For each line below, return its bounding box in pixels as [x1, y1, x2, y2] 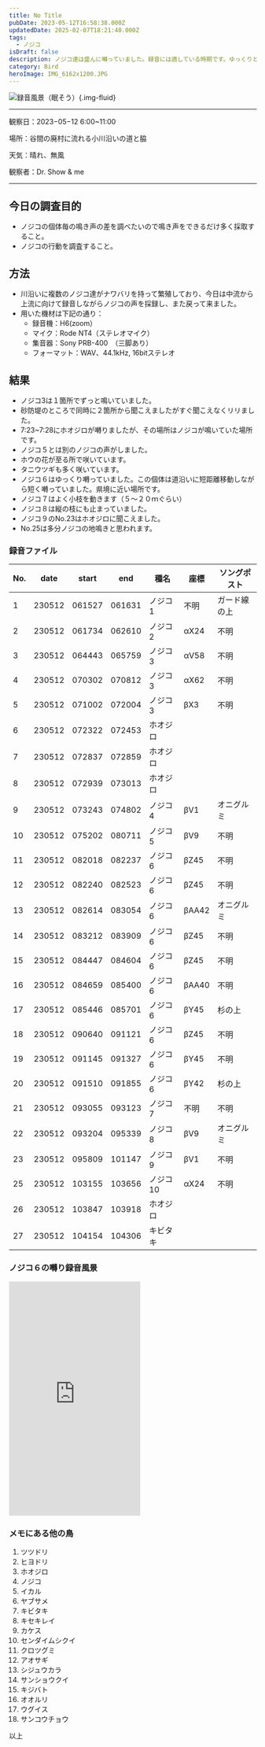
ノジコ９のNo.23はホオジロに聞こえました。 [20, 514, 164, 523]
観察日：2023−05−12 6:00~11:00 [9, 116, 116, 126]
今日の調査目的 [9, 200, 82, 213]
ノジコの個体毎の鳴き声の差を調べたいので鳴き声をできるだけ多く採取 [20, 222, 248, 231]
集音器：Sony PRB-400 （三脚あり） [31, 338, 153, 348]
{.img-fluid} [79, 92, 116, 102]
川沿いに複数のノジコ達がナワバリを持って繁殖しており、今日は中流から [20, 289, 254, 299]
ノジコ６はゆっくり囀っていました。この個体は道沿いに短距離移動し [20, 475, 241, 484]
